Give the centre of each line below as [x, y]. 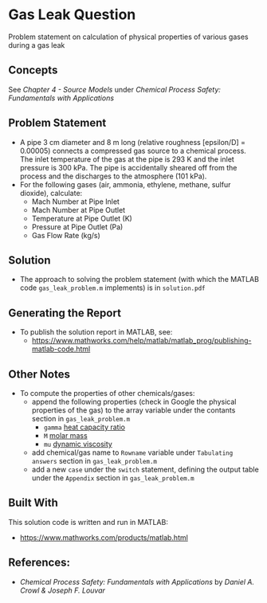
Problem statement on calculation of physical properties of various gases [128, 37]
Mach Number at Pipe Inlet [75, 202]
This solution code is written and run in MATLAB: [88, 522]
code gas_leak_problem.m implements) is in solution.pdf [112, 288]
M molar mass [65, 435]
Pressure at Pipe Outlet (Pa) [77, 227]
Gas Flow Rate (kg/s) [66, 235]
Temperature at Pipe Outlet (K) [82, 218]
